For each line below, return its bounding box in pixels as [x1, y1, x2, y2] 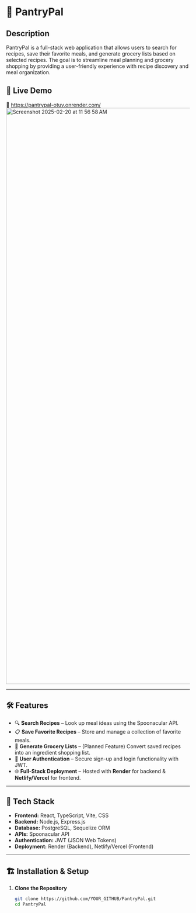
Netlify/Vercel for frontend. [14, 774, 81, 781]
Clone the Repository [14, 885, 67, 892]
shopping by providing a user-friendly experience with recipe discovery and [6, 63, 188, 70]
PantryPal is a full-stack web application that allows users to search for [6, 44, 177, 51]
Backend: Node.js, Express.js [14, 818, 86, 825]
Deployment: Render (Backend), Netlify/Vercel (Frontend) [14, 843, 154, 850]
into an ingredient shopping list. [14, 749, 90, 756]
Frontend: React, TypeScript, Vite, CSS [14, 812, 109, 819]
